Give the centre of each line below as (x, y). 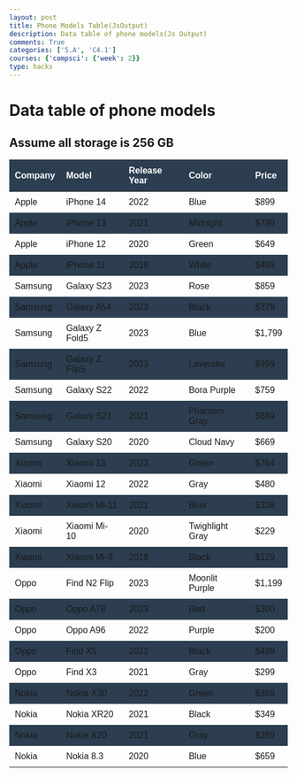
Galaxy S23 (89, 286)
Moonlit (203, 578)
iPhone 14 (86, 202)
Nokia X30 (87, 693)
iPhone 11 (86, 265)
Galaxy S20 (89, 442)
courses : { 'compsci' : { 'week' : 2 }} (75, 58)
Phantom (206, 411)
